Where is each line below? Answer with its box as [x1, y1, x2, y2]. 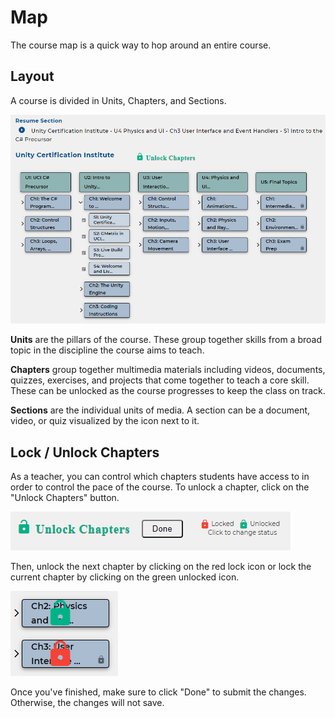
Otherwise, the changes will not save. [10, 696, 165, 708]
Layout [10, 68, 55, 85]
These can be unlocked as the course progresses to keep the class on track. [10, 385, 326, 397]
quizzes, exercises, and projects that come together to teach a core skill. [10, 374, 310, 386]
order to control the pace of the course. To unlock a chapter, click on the [10, 481, 310, 493]
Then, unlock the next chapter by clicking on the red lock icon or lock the [10, 560, 312, 572]
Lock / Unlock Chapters [10, 444, 160, 461]
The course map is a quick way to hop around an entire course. [10, 39, 272, 51]
